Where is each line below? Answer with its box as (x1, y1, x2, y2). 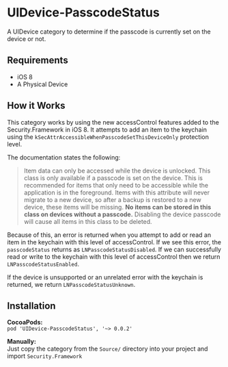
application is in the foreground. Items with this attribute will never (23, 188, 210, 197)
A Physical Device (16, 80, 68, 88)
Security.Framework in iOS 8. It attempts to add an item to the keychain (7, 125, 207, 134)
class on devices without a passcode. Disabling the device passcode (23, 210, 221, 218)
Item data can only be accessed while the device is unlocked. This (23, 166, 211, 175)
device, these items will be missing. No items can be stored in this (23, 203, 212, 211)
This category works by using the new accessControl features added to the (7, 118, 220, 126)
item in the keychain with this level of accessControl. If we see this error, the (7, 238, 222, 246)
